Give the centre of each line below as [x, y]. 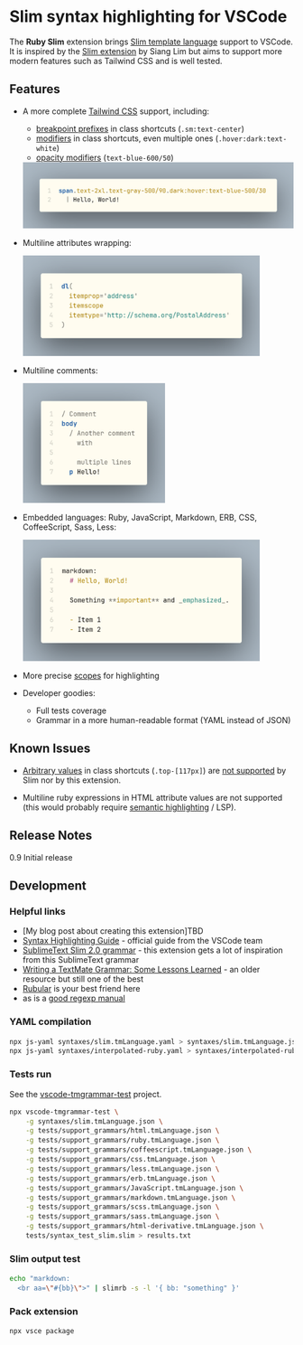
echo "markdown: [40, 1279]
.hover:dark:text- [252, 139]
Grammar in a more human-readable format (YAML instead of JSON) [163, 720]
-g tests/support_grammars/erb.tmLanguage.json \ [121, 1178]
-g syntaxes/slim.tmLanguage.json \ [95, 1121]
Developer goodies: [59, 693]
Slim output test [45, 1258]
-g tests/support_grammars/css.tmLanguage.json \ [121, 1160]
